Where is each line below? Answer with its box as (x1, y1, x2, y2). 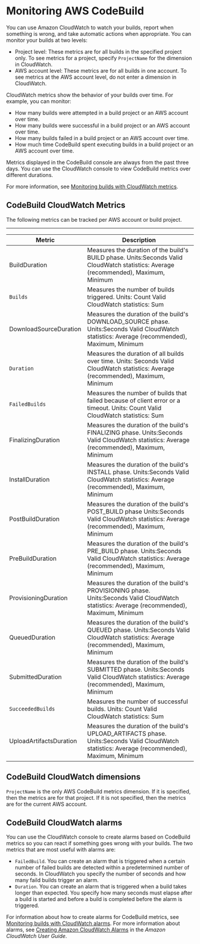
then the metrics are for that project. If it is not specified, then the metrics (6, 794, 186, 801)
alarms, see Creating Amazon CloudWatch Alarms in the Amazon (6, 926, 165, 933)
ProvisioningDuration (9, 594, 68, 602)
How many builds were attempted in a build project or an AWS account (14, 109, 189, 116)
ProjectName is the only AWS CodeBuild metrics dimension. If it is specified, (6, 788, 191, 795)
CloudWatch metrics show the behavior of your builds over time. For (6, 91, 174, 98)
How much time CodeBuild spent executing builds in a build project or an (14, 141, 194, 148)
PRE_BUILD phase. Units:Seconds (87, 546, 182, 555)
